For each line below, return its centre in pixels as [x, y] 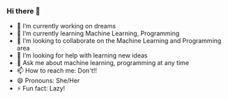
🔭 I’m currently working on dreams [66, 26]
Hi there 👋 [24, 11]
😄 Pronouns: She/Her [48, 81]
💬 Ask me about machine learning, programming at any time [103, 63]
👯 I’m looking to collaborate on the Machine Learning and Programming [119, 41]
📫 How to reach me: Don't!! [56, 71]
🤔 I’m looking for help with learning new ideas [82, 55]
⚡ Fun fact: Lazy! [41, 89]
